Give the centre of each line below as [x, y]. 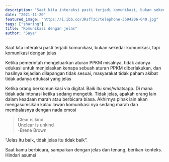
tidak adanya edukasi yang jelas [38, 79]
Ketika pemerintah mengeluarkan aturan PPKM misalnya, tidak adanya [78, 63]
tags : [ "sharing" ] [24, 24]
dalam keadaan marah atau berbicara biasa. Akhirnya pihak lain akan [76, 99]
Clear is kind [30, 119]
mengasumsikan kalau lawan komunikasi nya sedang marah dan [72, 104]
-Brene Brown [32, 130]
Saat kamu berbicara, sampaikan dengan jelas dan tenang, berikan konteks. [84, 150]
